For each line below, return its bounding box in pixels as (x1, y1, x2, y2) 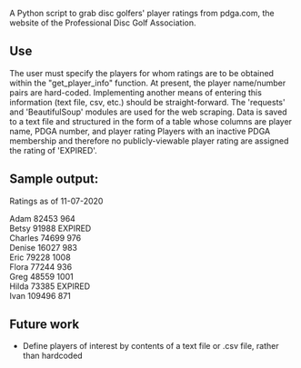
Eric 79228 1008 (9, 252, 71, 263)
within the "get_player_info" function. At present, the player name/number (9, 77, 286, 88)
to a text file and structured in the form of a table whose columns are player (9, 115, 293, 126)
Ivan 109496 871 (9, 290, 71, 301)
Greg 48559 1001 (9, 271, 75, 282)
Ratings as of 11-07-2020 (9, 195, 104, 206)
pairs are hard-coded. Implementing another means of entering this (9, 86, 262, 98)
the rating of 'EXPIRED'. (9, 144, 97, 155)
